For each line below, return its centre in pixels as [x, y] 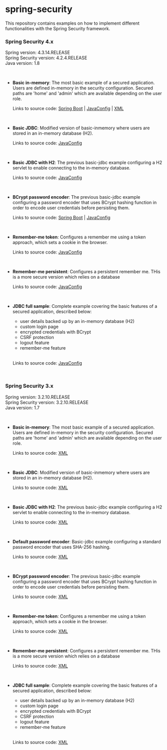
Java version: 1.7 [23, 407]
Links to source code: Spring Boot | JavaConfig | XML [68, 109]
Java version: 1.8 [23, 63]
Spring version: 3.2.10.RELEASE [38, 397]
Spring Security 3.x [29, 386]
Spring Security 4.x [29, 41]
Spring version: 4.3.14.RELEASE [38, 53]
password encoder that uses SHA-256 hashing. [61, 547]
